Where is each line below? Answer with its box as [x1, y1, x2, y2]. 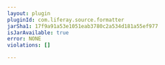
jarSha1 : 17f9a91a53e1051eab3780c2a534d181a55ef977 [7, 23, 158, 29]
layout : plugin [7, 10, 51, 17]
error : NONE [7, 36, 41, 42]
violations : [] [7, 42, 51, 49]
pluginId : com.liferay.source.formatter [7, 16, 125, 23]
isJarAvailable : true [7, 29, 69, 36]
